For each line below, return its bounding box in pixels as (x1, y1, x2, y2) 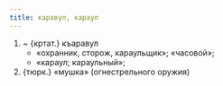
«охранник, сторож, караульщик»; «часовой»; (35, 47, 215, 58)
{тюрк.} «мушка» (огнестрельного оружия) (22, 66, 190, 77)
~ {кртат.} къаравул (22, 38, 99, 48)
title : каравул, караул (9, 13, 99, 22)
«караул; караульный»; (35, 56, 126, 67)
